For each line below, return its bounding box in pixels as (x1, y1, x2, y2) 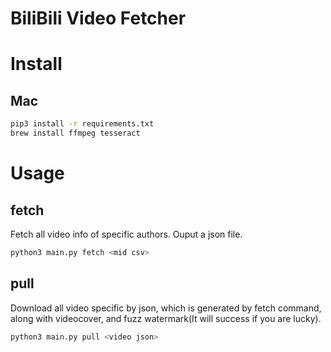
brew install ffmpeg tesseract (10, 128, 141, 139)
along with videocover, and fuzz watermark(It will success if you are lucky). (10, 312, 322, 324)
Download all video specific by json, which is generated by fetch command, (10, 302, 322, 314)
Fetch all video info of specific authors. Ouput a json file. (10, 228, 243, 240)
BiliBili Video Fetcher (10, 7, 187, 30)
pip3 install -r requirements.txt (10, 119, 155, 129)
